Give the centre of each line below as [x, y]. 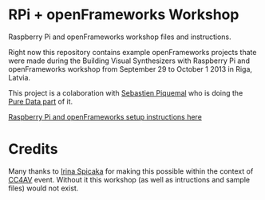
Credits [33, 149]
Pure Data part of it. [41, 101]
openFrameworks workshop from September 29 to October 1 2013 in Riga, [131, 69]
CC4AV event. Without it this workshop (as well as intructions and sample [129, 179]
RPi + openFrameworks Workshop [124, 15]
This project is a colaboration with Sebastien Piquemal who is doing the [126, 92]
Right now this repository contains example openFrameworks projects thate [132, 52]
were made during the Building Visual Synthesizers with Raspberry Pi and [129, 61]
